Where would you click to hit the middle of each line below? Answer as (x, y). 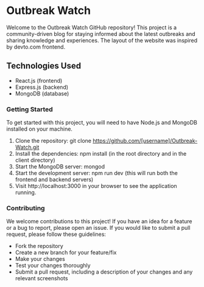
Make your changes (40, 259)
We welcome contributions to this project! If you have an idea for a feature (100, 221)
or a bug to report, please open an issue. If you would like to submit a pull (98, 228)
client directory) (35, 160)
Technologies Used (44, 66)
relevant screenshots (41, 278)
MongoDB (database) (42, 93)
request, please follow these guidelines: (56, 234)
